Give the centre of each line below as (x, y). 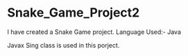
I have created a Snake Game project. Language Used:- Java (94, 32)
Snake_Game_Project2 (74, 13)
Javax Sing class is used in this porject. (63, 45)
